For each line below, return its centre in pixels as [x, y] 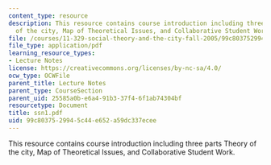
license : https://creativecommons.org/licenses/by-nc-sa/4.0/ [115, 68]
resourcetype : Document [48, 105]
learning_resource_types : [52, 53]
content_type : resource [48, 16]
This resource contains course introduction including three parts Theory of [132, 143]
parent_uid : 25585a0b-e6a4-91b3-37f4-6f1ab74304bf [95, 98]
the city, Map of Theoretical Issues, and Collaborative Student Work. [122, 152]
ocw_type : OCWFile [39, 76]
